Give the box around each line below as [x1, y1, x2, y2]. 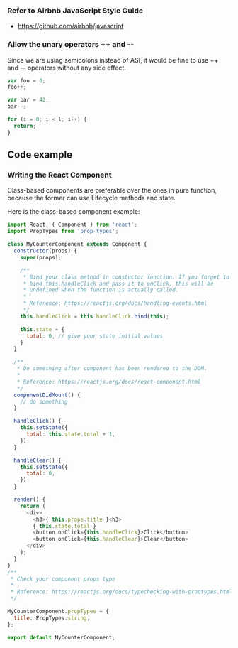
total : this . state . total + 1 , [25, 431, 115, 438]
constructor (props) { [13, 247, 78, 254]
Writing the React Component [7, 170, 112, 180]
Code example [7, 148, 73, 161]
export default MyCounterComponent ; [7, 634, 115, 641]
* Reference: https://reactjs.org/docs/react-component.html [16, 378, 201, 385]
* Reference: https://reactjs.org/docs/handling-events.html [23, 300, 208, 307]
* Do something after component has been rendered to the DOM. [16, 365, 208, 372]
